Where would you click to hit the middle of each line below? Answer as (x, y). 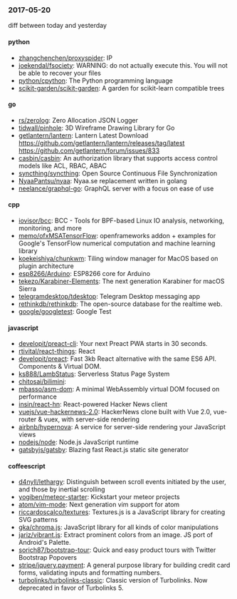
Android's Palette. (44, 543)
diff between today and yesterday (58, 26)
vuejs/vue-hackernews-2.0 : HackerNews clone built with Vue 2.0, (115, 412)
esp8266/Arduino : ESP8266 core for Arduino (84, 273)
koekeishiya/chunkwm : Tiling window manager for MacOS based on (118, 258)
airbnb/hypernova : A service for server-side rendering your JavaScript (122, 427)
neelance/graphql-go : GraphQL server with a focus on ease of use (116, 188)
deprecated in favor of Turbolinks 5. (71, 588)
